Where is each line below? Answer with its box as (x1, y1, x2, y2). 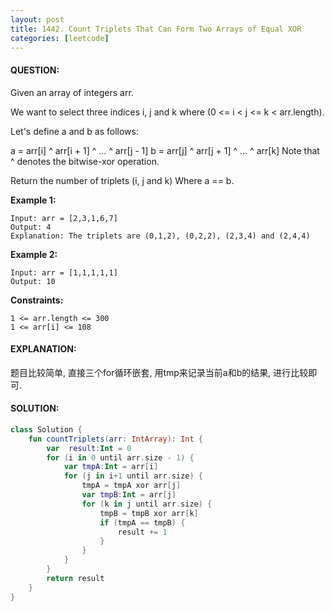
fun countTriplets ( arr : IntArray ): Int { (28, 434, 203, 444)
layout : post (10, 14, 65, 25)
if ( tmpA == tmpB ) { (99, 517, 186, 528)
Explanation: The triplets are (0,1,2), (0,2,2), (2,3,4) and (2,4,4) (10, 231, 311, 241)
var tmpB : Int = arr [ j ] (81, 490, 177, 500)
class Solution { (10, 424, 83, 435)
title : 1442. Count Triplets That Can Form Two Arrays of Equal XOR (10, 24, 302, 34)
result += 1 (117, 527, 168, 537)
